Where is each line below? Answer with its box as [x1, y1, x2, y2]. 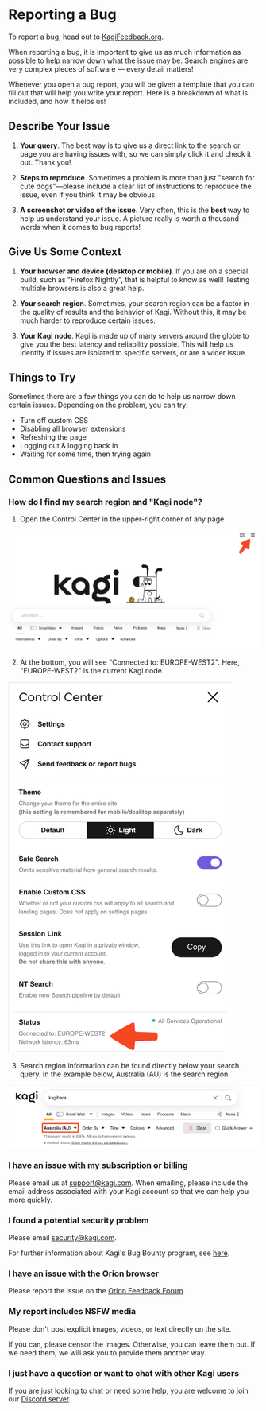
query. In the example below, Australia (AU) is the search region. [19, 1069, 230, 1079]
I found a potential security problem [8, 1215, 149, 1226]
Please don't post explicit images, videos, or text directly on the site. [8, 1324, 232, 1333]
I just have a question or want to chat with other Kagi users [8, 1367, 240, 1378]
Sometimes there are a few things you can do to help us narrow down [8, 392, 236, 401]
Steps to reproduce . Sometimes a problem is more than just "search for [19, 172, 256, 182]
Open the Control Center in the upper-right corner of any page [19, 514, 225, 524]
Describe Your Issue [8, 119, 110, 133]
